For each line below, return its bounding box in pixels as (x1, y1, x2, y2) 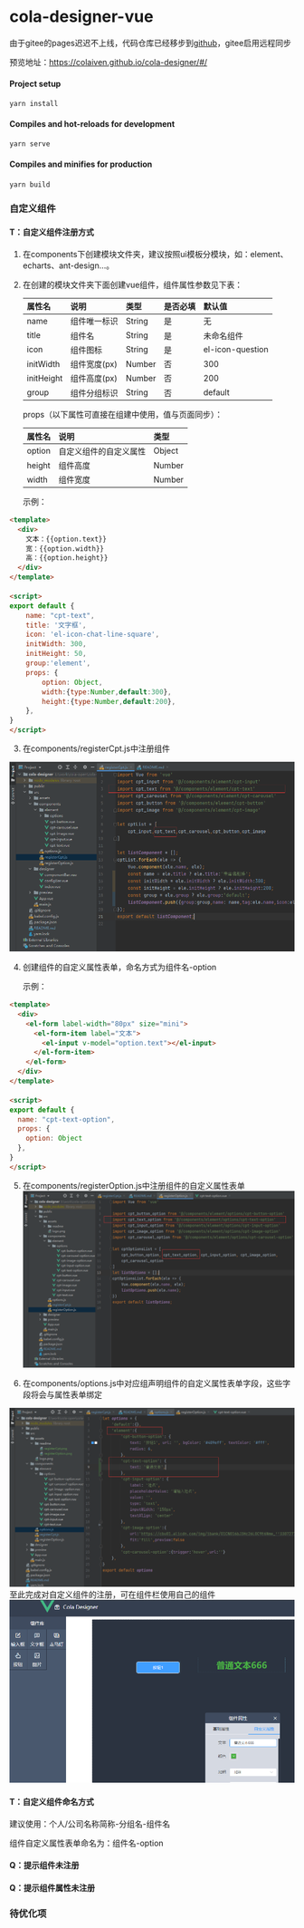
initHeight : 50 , (25, 650, 88, 659)
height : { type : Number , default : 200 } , (42, 697, 176, 706)
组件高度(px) (70, 373, 118, 384)
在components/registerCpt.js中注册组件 (22, 743, 170, 754)
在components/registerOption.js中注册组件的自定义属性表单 (22, 1180, 246, 1191)
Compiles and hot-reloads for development (9, 118, 176, 129)
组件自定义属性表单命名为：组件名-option (9, 1837, 165, 1848)
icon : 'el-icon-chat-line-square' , (25, 630, 160, 640)
